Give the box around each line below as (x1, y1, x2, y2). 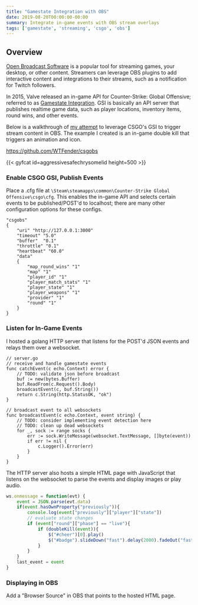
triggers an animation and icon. (6, 136, 82, 143)
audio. (6, 481, 22, 488)
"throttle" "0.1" (16, 243, 60, 249)
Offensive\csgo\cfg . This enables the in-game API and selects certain (6, 193, 176, 200)
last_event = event (16, 559, 65, 565)
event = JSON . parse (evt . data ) (16, 499, 91, 504)
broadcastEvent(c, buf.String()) (16, 386, 99, 392)
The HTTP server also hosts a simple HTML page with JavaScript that (6, 469, 176, 476)
